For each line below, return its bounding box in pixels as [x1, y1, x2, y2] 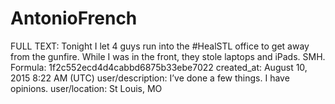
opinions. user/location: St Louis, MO [10, 82, 163, 94]
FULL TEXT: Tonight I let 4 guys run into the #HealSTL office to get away [10, 40, 310, 52]
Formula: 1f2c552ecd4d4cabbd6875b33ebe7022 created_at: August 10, [10, 61, 308, 73]
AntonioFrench [10, 7, 138, 30]
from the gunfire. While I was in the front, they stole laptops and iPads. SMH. [10, 50, 326, 62]
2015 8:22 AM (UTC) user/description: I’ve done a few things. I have [10, 72, 290, 84]
